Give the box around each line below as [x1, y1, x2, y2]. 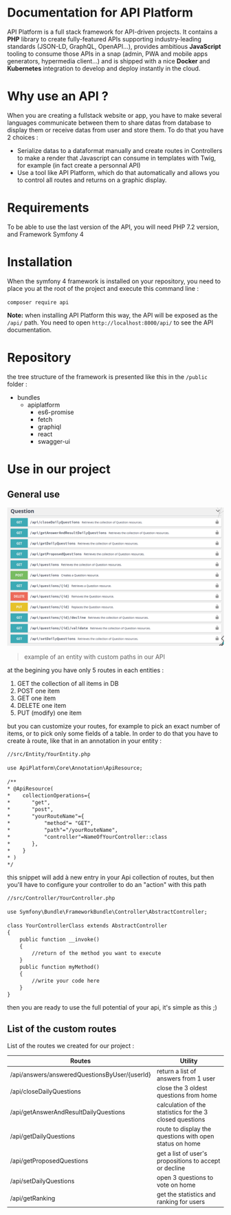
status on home [157, 1139, 201, 1148]
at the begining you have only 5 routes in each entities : [7, 666, 164, 675]
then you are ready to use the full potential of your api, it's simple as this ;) [7, 1003, 218, 1012]
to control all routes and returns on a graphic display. [16, 176, 167, 184]
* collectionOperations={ [7, 793, 91, 799]
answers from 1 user [157, 1074, 216, 1083]
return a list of [157, 1067, 197, 1075]
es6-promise [37, 408, 74, 416]
